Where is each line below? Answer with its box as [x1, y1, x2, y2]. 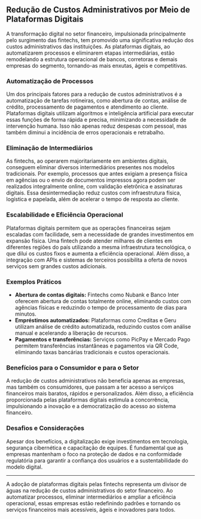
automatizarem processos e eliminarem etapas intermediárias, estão [6, 49, 175, 56]
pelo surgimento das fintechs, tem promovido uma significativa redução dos [6, 36, 194, 44]
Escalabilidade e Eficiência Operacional [6, 211, 124, 219]
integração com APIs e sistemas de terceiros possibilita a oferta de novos [6, 256, 187, 263]
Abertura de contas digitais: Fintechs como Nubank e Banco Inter [14, 291, 179, 298]
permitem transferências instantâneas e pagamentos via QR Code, [14, 342, 179, 349]
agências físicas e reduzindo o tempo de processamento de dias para [14, 304, 187, 311]
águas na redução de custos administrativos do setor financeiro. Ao [6, 487, 173, 494]
